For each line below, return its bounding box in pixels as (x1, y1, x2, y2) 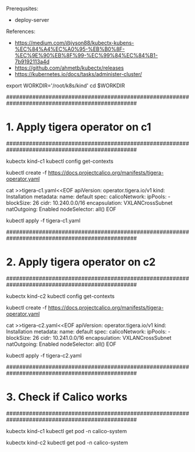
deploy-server (14, 17, 49, 23)
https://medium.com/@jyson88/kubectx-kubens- (14, 40, 134, 46)
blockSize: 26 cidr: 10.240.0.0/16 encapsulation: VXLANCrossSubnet (6, 199, 173, 206)
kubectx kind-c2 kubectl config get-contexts (6, 292, 115, 300)
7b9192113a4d (14, 58, 50, 65)
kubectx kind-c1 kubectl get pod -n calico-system (6, 427, 127, 434)
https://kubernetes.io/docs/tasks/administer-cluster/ (14, 71, 143, 77)
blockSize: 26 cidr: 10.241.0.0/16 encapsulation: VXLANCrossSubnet (6, 334, 172, 341)
